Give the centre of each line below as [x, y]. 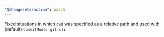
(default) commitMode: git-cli [35, 29]
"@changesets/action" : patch [35, 10]
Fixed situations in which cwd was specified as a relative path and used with [82, 24]
